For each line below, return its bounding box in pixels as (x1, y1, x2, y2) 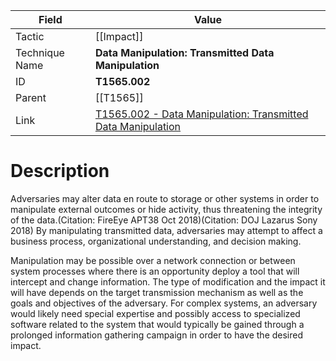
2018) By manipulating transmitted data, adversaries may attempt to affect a (10, 224, 323, 236)
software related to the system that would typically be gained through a (10, 318, 305, 330)
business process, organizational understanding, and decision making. (10, 235, 302, 247)
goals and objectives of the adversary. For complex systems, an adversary (10, 297, 318, 309)
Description (10, 160, 110, 183)
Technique (15, 46, 65, 59)
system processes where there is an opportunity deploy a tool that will (10, 265, 300, 277)
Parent (15, 91, 47, 104)
